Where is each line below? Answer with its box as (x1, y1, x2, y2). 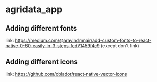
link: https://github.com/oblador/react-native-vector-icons (5, 71, 127, 77)
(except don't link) (101, 43, 139, 49)
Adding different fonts (5, 24, 77, 33)
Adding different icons (5, 58, 78, 66)
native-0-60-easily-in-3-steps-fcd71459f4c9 (5, 43, 100, 49)
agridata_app (5, 4, 63, 15)
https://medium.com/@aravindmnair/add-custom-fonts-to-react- (15, 37, 152, 43)
